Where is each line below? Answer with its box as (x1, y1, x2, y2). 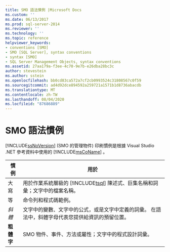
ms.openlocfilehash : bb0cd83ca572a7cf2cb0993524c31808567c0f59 (5, 78, 142, 83)
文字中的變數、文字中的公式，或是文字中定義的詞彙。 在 (22, 206, 156, 213)
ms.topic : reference (5, 36, 49, 41)
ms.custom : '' (5, 12, 35, 17)
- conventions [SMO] (5, 45, 49, 50)
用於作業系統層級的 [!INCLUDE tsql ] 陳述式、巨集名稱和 (22, 180, 153, 187)
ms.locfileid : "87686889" (5, 102, 60, 107)
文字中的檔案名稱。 (32, 187, 79, 194)
